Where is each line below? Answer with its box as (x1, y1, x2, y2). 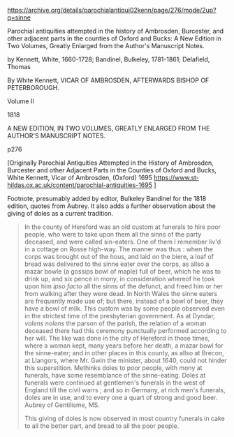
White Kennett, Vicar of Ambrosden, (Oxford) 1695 (7, 174, 152, 182)
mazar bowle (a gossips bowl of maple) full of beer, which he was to (24, 267, 221, 275)
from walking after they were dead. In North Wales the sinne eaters (24, 290, 218, 297)
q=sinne (7, 13, 31, 22)
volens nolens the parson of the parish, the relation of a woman (24, 319, 207, 327)
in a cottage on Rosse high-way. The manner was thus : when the (24, 245, 214, 253)
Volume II (7, 97, 34, 105)
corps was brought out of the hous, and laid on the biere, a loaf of (24, 253, 214, 260)
